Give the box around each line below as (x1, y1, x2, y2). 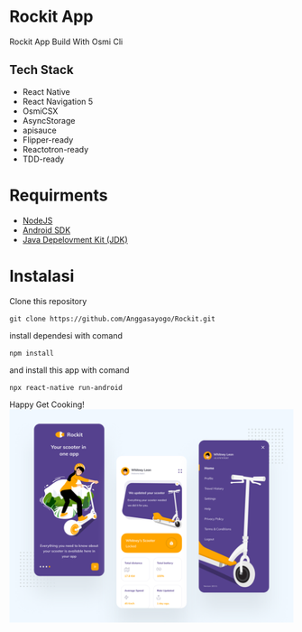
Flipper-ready (22, 134, 74, 145)
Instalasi (9, 265, 75, 286)
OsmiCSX (22, 106, 59, 116)
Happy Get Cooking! (9, 399, 86, 410)
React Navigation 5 (22, 96, 94, 107)
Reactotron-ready (22, 144, 89, 154)
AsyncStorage (22, 115, 76, 125)
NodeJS (22, 215, 53, 226)
